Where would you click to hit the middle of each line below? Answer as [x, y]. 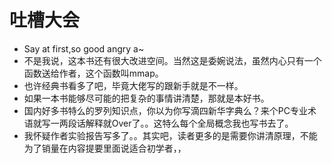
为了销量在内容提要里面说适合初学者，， [105, 148]
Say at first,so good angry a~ [84, 48]
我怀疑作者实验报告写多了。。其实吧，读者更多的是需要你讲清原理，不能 [170, 135]
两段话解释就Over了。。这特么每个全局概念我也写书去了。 [176, 123]
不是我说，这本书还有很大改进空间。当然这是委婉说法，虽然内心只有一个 [172, 60]
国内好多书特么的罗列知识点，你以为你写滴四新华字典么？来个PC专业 [165, 110]
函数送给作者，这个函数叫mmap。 [93, 73]
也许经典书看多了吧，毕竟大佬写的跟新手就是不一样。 [133, 85]
